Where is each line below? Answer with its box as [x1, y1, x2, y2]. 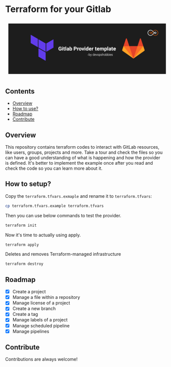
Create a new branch [12, 305, 56, 311]
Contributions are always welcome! [5, 356, 78, 362]
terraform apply [5, 242, 39, 247]
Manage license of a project [12, 300, 70, 306]
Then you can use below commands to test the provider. [5, 212, 121, 218]
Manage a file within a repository [12, 294, 80, 300]
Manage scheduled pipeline [12, 322, 70, 328]
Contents [5, 87, 35, 96]
